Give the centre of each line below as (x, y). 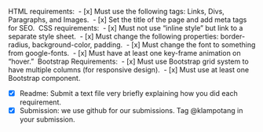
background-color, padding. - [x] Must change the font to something (144, 45)
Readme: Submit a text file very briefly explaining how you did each (128, 93)
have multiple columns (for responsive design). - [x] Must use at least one (129, 70)
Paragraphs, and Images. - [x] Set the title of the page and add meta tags (128, 20)
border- (233, 36)
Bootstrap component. (44, 78)
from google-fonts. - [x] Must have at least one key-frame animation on (124, 53)
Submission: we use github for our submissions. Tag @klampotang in (131, 111)
